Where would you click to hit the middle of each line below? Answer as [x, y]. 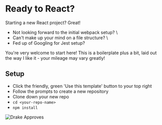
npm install [25, 108]
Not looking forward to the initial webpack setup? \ [65, 32]
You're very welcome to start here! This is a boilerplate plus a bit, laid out [81, 53]
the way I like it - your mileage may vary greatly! [55, 58]
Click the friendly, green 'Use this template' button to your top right [82, 86]
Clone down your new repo [41, 96]
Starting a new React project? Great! [43, 23]
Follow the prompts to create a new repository [60, 91]
